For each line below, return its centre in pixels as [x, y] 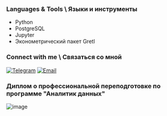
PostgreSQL [30, 28]
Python [24, 22]
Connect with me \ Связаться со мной [64, 57]
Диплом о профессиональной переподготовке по [83, 86]
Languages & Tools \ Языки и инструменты [72, 9]
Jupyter [25, 35]
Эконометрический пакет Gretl [55, 42]
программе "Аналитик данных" [56, 94]
